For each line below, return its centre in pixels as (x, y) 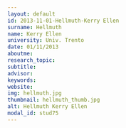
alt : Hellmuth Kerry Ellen (47, 107)
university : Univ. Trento (46, 41)
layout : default (31, 14)
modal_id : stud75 (33, 113)
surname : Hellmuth (35, 27)
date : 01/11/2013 (33, 47)
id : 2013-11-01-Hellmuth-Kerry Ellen (63, 21)
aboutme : (20, 54)
